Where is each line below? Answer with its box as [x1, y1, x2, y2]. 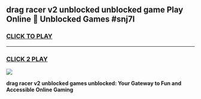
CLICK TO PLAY [6, 32, 53, 41]
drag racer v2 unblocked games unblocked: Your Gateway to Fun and [6, 79, 181, 86]
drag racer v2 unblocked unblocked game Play [6, 5, 184, 15]
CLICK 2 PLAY [6, 55, 48, 63]
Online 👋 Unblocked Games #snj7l [6, 14, 135, 25]
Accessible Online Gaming [6, 86, 74, 93]
